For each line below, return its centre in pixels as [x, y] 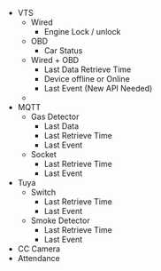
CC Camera [38, 249]
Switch [43, 192]
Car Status [63, 51]
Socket [44, 154]
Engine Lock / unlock [82, 32]
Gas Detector [55, 116]
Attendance [38, 258]
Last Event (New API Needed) [98, 88]
